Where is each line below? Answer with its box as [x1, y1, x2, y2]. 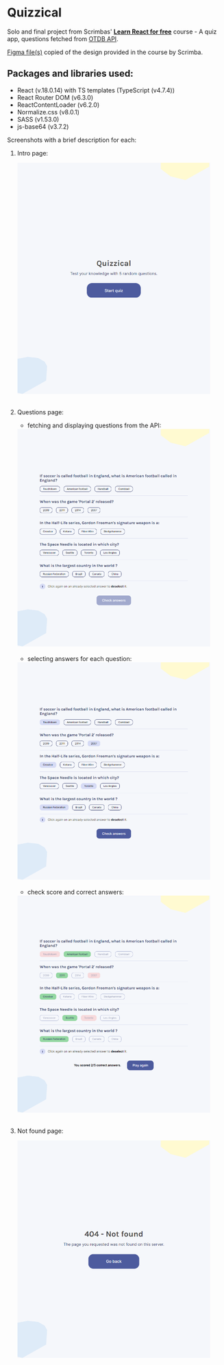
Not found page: [16, 1127, 64, 1135]
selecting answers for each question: [27, 655, 132, 662]
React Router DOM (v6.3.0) [16, 93, 94, 101]
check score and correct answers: [27, 888, 125, 896]
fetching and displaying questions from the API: [27, 421, 162, 429]
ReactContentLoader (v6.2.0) [16, 101, 100, 109]
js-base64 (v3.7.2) [16, 122, 69, 131]
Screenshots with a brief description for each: [7, 136, 137, 144]
